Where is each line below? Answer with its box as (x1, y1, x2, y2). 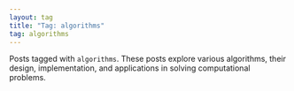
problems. (9, 72, 46, 83)
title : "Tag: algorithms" (9, 21, 104, 30)
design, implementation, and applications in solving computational (9, 63, 251, 73)
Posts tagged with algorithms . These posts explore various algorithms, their (9, 54, 286, 64)
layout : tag (9, 12, 53, 22)
